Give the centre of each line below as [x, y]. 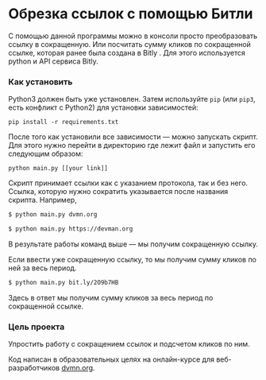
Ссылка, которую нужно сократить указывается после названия [118, 192]
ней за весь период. [42, 268]
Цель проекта [37, 327]
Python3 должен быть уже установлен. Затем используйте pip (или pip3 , [132, 99]
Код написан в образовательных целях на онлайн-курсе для [111, 359]
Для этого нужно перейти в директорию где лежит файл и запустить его [132, 145]
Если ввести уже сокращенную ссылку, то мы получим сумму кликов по [132, 259]
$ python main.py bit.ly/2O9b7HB [64, 282]
